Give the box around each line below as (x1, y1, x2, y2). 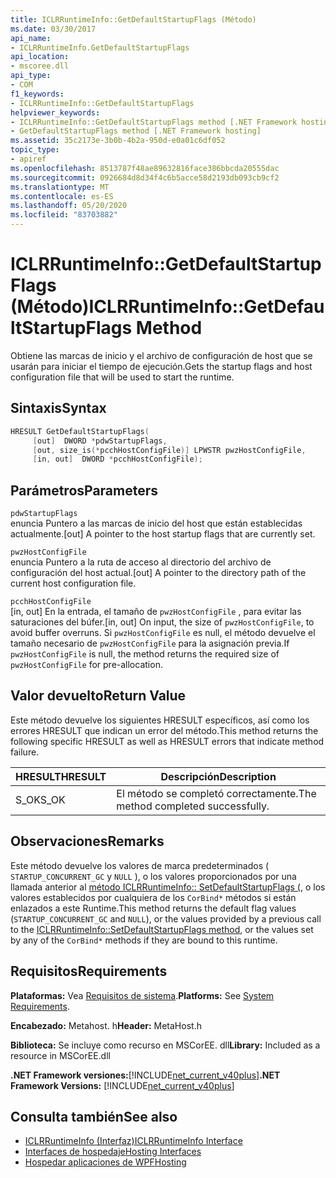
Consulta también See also (10, 1108, 178, 1125)
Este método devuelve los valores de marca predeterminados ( (10, 859, 270, 871)
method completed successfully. (116, 799, 270, 813)
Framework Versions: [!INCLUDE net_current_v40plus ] (10, 1079, 235, 1091)
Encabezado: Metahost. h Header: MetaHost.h (10, 1019, 202, 1031)
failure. (10, 746, 40, 758)
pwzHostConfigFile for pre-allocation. (10, 659, 163, 671)
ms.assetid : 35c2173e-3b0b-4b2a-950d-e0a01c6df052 (10, 136, 226, 146)
